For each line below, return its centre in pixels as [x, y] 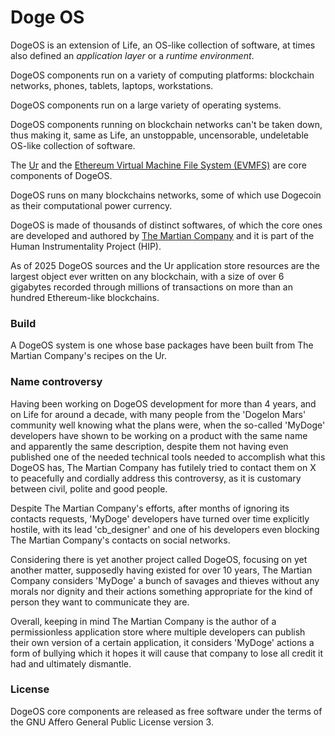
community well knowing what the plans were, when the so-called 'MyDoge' [168, 425]
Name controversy [56, 382]
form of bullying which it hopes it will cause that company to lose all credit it [166, 653]
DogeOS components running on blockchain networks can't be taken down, [166, 124]
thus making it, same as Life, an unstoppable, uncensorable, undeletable [159, 135]
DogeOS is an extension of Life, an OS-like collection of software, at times [163, 45]
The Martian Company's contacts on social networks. [120, 540]
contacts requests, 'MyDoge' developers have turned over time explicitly [160, 518]
